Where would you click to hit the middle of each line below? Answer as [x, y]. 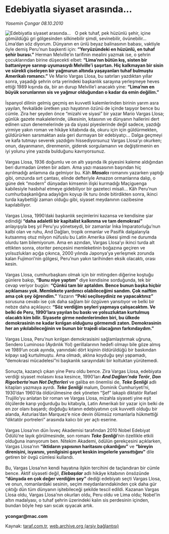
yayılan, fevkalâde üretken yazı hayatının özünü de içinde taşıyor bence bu [82, 108]
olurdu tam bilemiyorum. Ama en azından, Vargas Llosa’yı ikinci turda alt [80, 242]
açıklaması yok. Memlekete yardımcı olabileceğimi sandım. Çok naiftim [81, 290]
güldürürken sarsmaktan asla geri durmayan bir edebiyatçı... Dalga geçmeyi [84, 135]
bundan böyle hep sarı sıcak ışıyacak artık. [49, 505]
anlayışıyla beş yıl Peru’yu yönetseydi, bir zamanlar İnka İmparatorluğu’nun [83, 226]
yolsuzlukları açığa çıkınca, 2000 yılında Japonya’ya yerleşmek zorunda [80, 253]
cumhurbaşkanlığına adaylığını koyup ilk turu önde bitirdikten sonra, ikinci [81, 194]
